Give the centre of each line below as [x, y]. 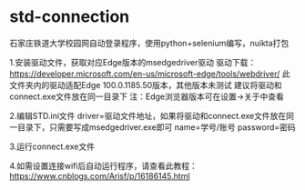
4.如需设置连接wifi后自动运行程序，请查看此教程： [104, 165]
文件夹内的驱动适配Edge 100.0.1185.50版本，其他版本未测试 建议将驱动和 [146, 85]
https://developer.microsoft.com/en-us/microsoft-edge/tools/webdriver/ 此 [150, 74]
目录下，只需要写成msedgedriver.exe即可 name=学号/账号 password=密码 [156, 127]
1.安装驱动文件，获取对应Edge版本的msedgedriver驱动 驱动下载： [133, 62]
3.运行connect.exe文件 [52, 146]
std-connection [70, 17]
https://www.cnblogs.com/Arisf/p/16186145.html [100, 175]
